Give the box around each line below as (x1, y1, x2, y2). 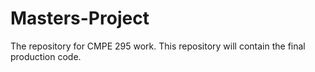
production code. (10, 50, 82, 62)
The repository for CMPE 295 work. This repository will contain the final (10, 40, 306, 52)
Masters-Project (10, 7, 150, 30)
